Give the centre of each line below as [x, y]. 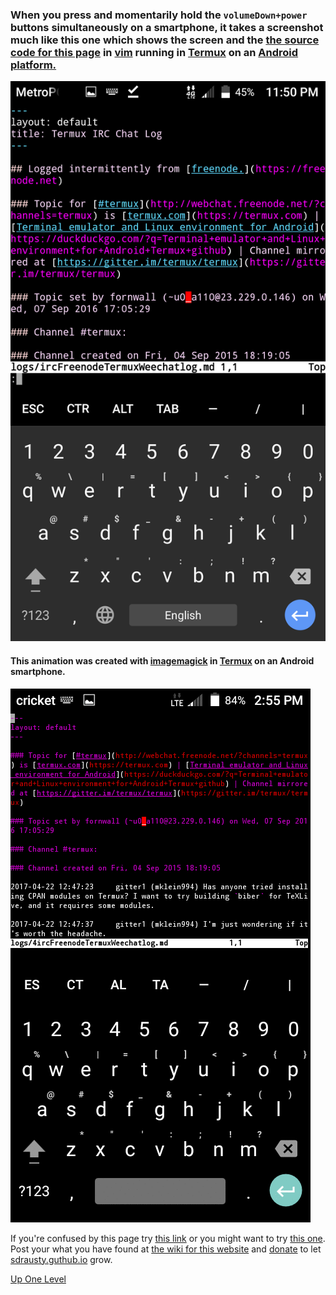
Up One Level [38, 1279]
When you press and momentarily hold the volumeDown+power [159, 15]
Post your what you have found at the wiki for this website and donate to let [166, 1249]
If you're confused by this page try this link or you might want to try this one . [168, 1238]
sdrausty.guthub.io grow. [61, 1259]
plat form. [33, 65]
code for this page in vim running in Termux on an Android [154, 52]
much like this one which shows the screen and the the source [165, 40]
